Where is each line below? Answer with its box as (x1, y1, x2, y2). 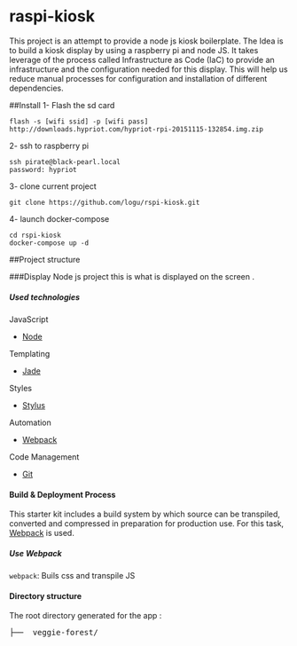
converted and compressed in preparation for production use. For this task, (9, 518, 285, 529)
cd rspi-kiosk (9, 231, 62, 240)
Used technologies (9, 291, 81, 303)
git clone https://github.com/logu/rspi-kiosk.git (9, 198, 200, 207)
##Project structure (9, 254, 81, 264)
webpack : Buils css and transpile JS (9, 571, 136, 581)
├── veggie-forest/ (9, 627, 99, 638)
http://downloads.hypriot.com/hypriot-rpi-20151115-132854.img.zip (9, 124, 264, 134)
